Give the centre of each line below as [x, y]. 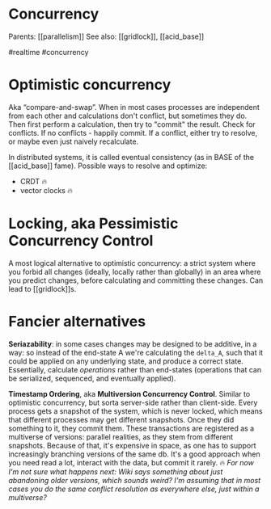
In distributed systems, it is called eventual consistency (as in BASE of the [131, 157]
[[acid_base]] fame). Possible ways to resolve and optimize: [108, 166]
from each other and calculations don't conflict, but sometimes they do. [128, 116]
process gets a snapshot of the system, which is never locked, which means [135, 411]
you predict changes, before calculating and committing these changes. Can [136, 280]
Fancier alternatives [77, 322]
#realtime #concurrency [49, 52]
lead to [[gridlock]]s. [42, 288]
